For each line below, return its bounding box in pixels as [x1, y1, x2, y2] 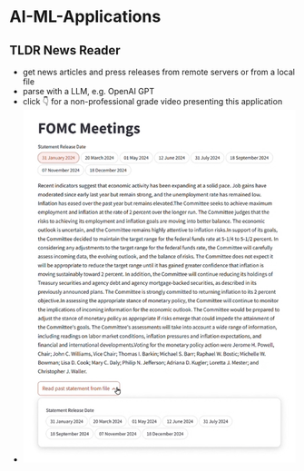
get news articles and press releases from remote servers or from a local [22, 66, 295, 77]
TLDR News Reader [9, 43, 121, 58]
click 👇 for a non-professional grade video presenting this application [22, 96, 283, 106]
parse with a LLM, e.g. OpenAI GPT [22, 86, 155, 96]
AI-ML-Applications [9, 6, 162, 27]
